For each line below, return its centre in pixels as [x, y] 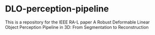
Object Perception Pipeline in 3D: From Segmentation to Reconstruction [77, 27]
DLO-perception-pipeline [57, 9]
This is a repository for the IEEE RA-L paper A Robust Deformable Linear [77, 22]
